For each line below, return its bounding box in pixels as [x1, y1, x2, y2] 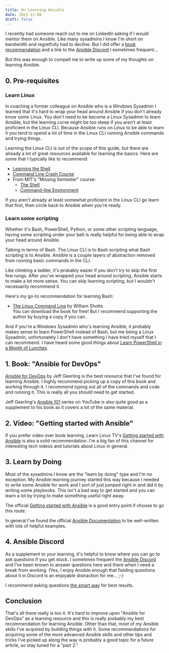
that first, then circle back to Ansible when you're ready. [5, 203, 122, 209]
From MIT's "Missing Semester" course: [12, 176, 96, 182]
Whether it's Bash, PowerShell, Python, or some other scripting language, [5, 226, 158, 232]
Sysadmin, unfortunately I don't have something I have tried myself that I [5, 334, 156, 340]
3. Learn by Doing [5, 458, 62, 466]
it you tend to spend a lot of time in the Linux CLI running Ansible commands [5, 130, 164, 136]
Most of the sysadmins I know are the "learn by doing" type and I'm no [5, 471, 152, 477]
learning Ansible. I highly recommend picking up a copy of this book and [5, 378, 156, 384]
